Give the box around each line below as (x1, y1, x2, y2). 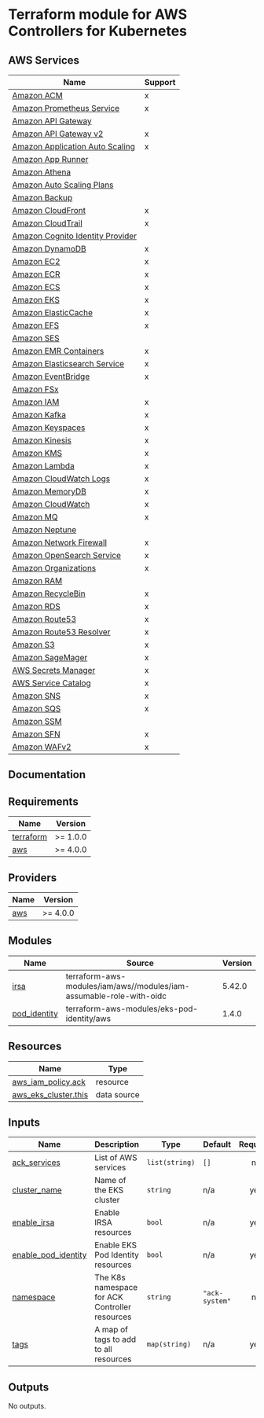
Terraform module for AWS (8, 6, 188, 24)
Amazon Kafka (12, 410, 67, 420)
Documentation (8, 768, 86, 781)
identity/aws (65, 1012, 112, 1023)
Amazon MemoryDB (12, 486, 86, 497)
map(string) (146, 1340, 192, 1349)
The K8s (93, 1272, 126, 1283)
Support (144, 77, 176, 87)
